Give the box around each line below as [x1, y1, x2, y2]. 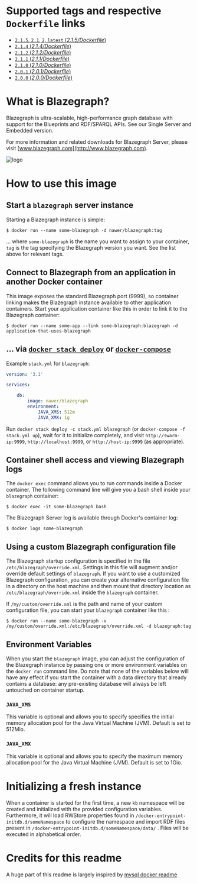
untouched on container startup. [6, 686, 85, 693]
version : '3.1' [6, 371, 44, 377]
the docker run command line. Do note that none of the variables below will [6, 667, 189, 675]
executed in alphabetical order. [6, 830, 81, 838]
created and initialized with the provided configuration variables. [6, 805, 163, 812]
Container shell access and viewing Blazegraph [6, 455, 185, 465]
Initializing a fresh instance [6, 779, 142, 793]
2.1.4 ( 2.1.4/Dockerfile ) [14, 43, 72, 50]
